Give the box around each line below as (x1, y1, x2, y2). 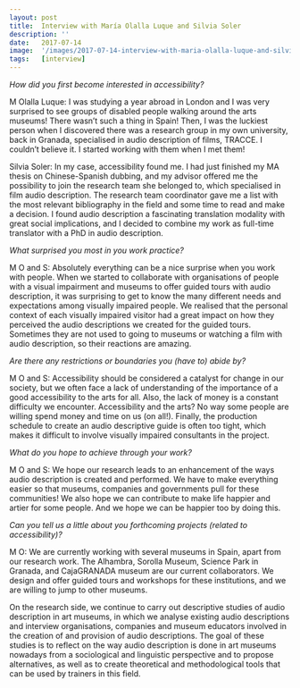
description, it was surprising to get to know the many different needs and (9, 291, 281, 301)
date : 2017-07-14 (9, 38, 82, 47)
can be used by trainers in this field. (9, 668, 141, 679)
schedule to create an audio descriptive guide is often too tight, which (9, 421, 266, 431)
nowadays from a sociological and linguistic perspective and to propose (9, 650, 274, 659)
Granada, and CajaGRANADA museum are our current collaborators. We (9, 566, 274, 576)
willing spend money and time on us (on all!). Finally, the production (9, 411, 258, 421)
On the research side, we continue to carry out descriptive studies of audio (9, 602, 286, 612)
